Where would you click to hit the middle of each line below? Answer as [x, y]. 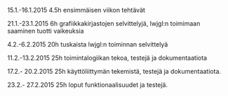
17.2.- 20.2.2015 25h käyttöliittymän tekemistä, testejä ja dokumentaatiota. [114, 71]
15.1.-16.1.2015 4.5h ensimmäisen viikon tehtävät [76, 10]
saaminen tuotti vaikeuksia [46, 31]
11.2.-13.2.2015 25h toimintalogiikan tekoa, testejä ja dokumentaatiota [107, 58]
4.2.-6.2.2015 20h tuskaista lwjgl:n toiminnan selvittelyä [88, 44]
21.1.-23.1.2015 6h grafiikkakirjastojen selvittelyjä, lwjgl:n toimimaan [104, 23]
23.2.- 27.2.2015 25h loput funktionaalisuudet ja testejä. [88, 85]
